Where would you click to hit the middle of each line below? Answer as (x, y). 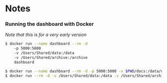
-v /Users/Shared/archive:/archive (51, 58)
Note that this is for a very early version (46, 35)
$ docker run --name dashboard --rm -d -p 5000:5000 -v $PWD (70, 71)
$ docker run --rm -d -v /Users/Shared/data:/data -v (62, 76)
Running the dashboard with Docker (50, 24)
